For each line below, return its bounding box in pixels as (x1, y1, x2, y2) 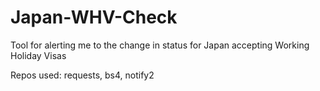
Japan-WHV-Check (10, 6, 178, 29)
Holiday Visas (10, 49, 67, 61)
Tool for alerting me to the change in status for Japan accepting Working (10, 39, 310, 51)
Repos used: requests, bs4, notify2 (10, 69, 155, 81)
